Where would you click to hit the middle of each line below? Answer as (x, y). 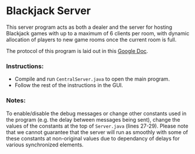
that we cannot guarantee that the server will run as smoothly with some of (97, 132)
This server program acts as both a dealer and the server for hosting (89, 27)
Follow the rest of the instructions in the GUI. (69, 85)
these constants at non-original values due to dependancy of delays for (93, 138)
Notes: (16, 101)
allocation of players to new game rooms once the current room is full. (91, 39)
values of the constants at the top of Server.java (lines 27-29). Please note (97, 126)
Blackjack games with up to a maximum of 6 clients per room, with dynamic (98, 33)
